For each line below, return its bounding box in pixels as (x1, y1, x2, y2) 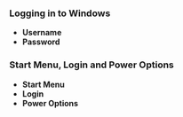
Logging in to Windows (9, 7, 111, 19)
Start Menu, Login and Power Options (9, 58, 175, 71)
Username (21, 27, 62, 38)
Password (21, 36, 60, 47)
